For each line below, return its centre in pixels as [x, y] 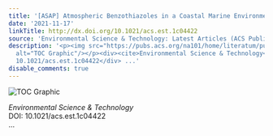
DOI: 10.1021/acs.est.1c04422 [57, 116]
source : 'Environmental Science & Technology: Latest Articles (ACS [127, 38]
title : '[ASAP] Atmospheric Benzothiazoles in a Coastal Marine [119, 16]
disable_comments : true [49, 69]
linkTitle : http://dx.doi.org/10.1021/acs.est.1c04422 [103, 31]
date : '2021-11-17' [41, 23]
